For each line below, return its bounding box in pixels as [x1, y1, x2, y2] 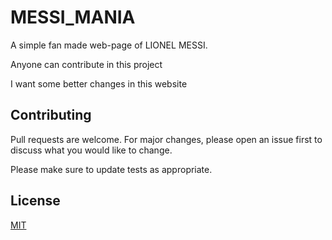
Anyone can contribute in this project [10, 58, 163, 70]
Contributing [10, 107, 92, 124]
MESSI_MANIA [10, 6, 136, 29]
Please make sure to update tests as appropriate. [10, 163, 213, 175]
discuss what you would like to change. [10, 144, 173, 156]
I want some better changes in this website [10, 77, 188, 90]
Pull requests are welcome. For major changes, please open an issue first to [10, 133, 323, 145]
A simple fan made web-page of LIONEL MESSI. [10, 39, 208, 51]
